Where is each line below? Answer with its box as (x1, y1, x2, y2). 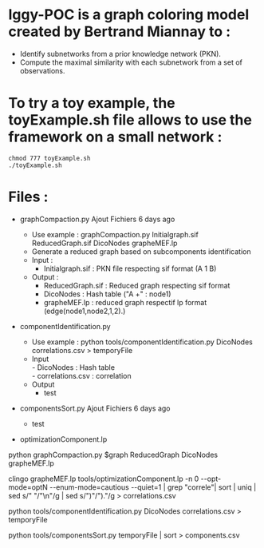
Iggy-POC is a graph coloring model (8, 6, 250, 24)
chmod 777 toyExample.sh (8, 154, 91, 162)
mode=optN (8, 482, 48, 492)
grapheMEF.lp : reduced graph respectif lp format (43, 297, 207, 307)
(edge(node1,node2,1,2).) (43, 306, 126, 316)
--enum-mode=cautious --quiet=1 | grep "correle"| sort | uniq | (49, 482, 257, 492)
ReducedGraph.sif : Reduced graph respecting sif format (43, 280, 231, 290)
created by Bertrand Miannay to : (8, 22, 231, 41)
